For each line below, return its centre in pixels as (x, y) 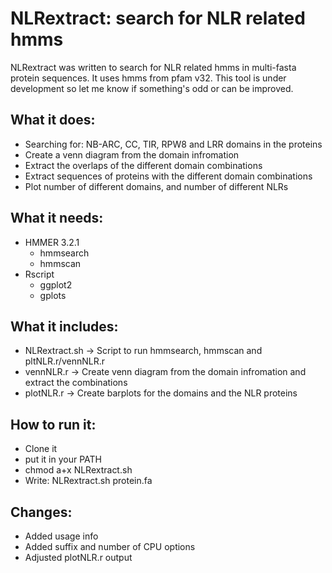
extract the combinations (76, 383)
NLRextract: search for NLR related (158, 18)
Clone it (41, 449)
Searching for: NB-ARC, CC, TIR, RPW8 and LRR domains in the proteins (173, 144)
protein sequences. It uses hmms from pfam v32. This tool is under (148, 78)
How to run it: (53, 424)
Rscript (39, 274)
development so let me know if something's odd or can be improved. (152, 88)
